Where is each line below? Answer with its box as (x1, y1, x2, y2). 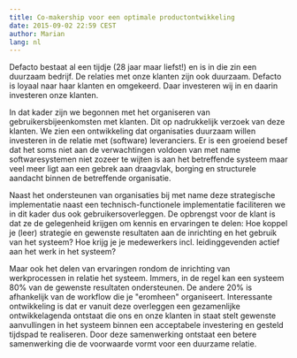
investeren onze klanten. (9, 90, 99, 101)
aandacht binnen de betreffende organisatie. (9, 173, 171, 184)
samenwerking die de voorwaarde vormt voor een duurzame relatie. (9, 339, 257, 349)
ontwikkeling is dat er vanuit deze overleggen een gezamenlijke (9, 301, 240, 312)
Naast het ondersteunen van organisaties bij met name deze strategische (9, 190, 276, 201)
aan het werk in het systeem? (9, 247, 117, 257)
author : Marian (9, 29, 65, 38)
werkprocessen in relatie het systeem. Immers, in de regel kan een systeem (9, 273, 285, 284)
